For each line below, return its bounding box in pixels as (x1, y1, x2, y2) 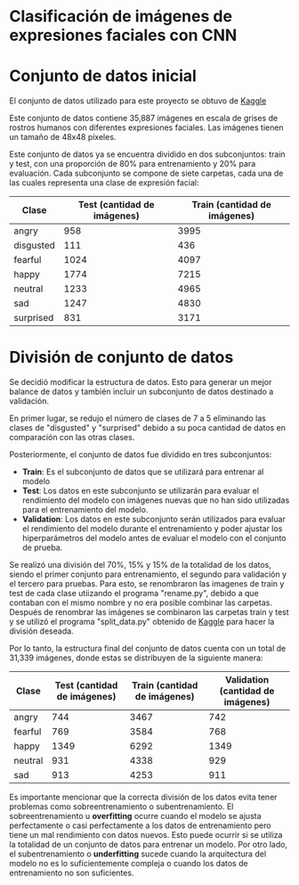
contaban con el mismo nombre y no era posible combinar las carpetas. (9, 597, 273, 608)
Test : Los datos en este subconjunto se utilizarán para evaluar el (21, 486, 260, 496)
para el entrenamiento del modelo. (21, 504, 149, 515)
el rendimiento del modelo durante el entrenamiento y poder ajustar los (21, 523, 283, 534)
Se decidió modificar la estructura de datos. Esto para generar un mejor (9, 377, 272, 388)
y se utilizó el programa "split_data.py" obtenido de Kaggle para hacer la (9, 617, 275, 627)
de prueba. (21, 542, 63, 553)
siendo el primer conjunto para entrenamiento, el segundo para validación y (9, 569, 287, 580)
